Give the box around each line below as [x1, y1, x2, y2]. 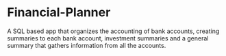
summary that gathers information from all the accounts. [7, 41, 166, 49]
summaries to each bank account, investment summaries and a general [7, 34, 209, 42]
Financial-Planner [7, 5, 111, 20]
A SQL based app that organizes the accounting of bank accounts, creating [7, 27, 220, 35]
